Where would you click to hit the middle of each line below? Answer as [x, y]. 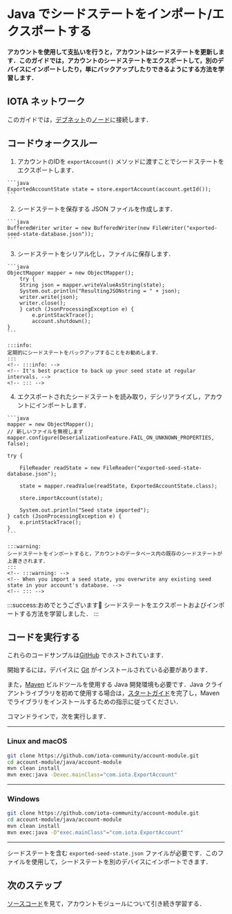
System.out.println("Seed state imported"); [85, 510]
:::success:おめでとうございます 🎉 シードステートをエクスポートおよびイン [113, 605]
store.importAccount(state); [61, 498]
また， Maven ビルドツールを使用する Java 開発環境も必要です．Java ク [109, 685]
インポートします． [63, 405]
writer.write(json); [49, 297]
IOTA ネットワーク [46, 102]
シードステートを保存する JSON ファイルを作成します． [97, 208]
